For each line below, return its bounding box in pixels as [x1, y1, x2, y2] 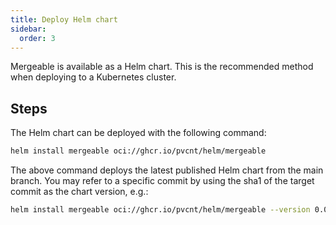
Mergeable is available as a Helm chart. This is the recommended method [10, 61, 314, 73]
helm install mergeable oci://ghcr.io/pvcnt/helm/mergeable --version [10, 205, 311, 215]
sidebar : [10, 24, 47, 34]
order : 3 [19, 33, 56, 43]
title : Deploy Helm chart [10, 14, 118, 25]
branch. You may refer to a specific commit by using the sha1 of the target [10, 175, 315, 187]
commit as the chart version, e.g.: [10, 186, 149, 198]
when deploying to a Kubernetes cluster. [10, 71, 177, 83]
